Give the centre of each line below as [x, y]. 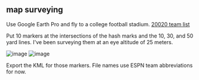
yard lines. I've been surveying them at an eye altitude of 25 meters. [90, 42]
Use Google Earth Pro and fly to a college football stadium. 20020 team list [98, 24]
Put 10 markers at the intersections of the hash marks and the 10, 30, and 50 [100, 36]
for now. [16, 72]
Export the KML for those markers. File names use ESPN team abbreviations [99, 65]
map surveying [35, 10]
